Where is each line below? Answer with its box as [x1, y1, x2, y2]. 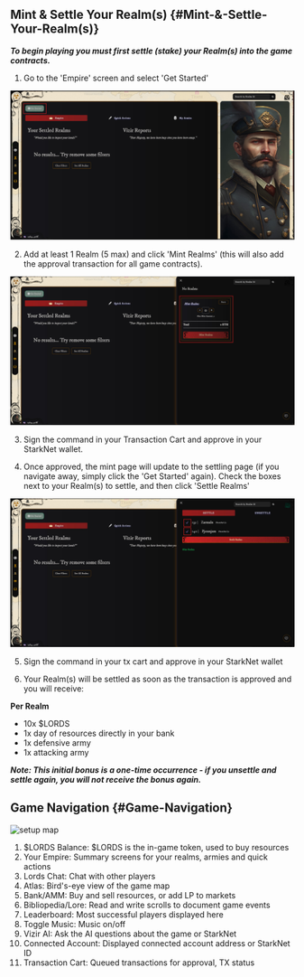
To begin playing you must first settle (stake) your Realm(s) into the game [10, 45, 292, 56]
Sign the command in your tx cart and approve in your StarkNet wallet [23, 655, 283, 667]
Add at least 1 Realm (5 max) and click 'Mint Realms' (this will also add [23, 249, 285, 260]
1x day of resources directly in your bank [23, 728, 175, 738]
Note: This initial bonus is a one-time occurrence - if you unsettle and [10, 764, 277, 775]
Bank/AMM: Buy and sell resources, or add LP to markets [23, 889, 236, 900]
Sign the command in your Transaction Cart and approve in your [23, 434, 263, 445]
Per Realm [10, 700, 50, 711]
